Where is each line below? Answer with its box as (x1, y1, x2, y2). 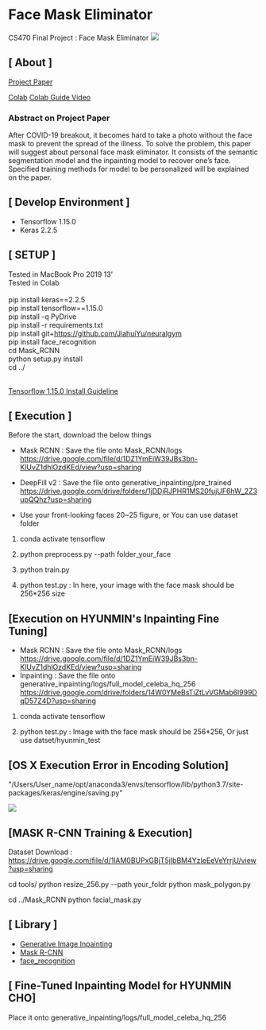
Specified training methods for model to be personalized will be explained (8, 165, 249, 174)
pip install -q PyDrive (8, 312, 77, 321)
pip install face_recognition (8, 336, 97, 347)
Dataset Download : (8, 847, 73, 857)
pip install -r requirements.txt (8, 320, 103, 329)
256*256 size (19, 589, 66, 598)
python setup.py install (8, 354, 83, 363)
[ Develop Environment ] (8, 196, 130, 209)
